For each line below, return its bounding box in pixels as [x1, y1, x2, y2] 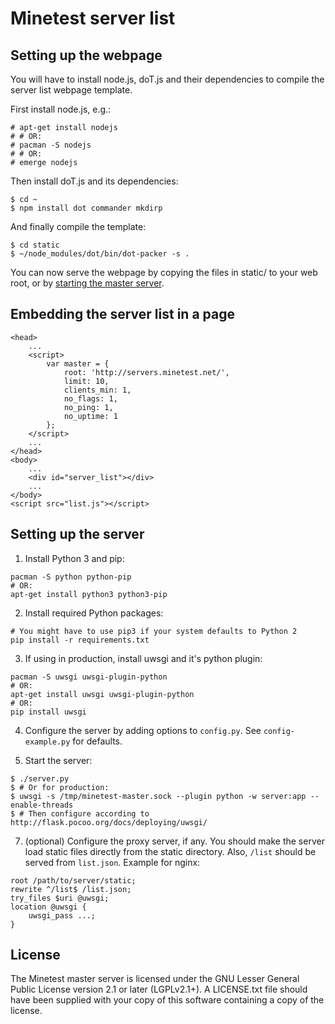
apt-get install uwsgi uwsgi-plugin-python [10, 689, 195, 699]
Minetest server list [10, 7, 176, 30]
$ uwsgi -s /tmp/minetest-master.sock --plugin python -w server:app [10, 791, 307, 801]
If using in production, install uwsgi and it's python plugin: [24, 652, 263, 664]
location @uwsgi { [10, 902, 87, 912]
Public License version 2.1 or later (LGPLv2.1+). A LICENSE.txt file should [10, 983, 308, 996]
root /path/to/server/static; [10, 875, 137, 886]
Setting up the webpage [10, 47, 163, 64]
